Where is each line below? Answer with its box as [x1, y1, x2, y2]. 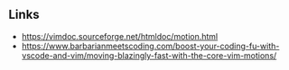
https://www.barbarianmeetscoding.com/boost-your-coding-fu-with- [21, 40, 280, 51]
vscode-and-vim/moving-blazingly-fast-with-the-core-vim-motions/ [21, 49, 277, 61]
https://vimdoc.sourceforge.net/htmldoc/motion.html [21, 31, 219, 41]
